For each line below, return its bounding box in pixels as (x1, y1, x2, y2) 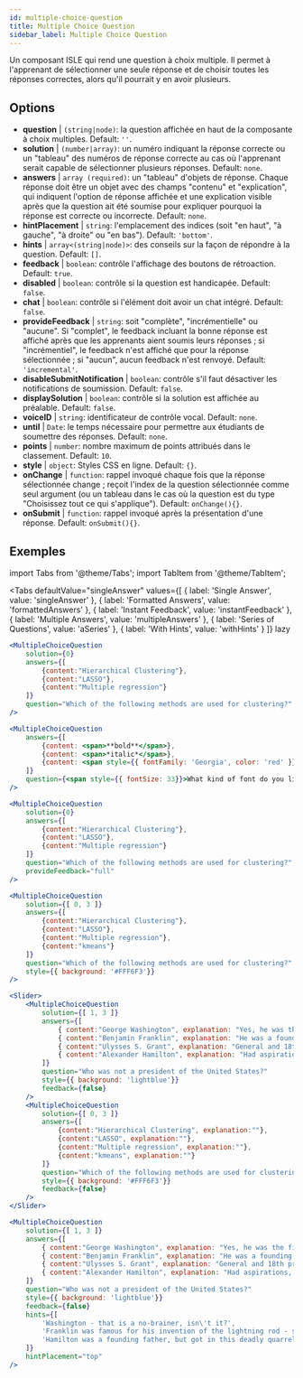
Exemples (9, 544, 66, 559)
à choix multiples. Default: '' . (22, 134, 133, 144)
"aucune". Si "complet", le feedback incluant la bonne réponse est (22, 326, 268, 337)
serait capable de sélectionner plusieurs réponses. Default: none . (22, 163, 263, 173)
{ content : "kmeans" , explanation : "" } (57, 1150, 196, 1160)
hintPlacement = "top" (25, 1352, 103, 1361)
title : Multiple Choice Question (9, 22, 135, 31)
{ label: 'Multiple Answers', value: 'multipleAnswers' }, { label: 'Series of (9, 614, 275, 624)
